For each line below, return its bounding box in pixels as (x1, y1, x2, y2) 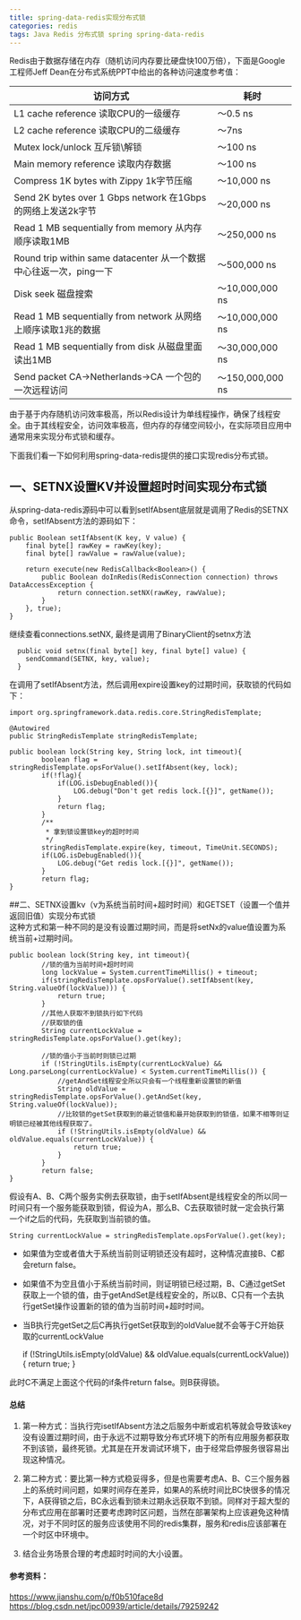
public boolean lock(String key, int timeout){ (9, 951, 191, 960)
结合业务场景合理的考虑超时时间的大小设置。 (21, 1548, 188, 1559)
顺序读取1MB (13, 235, 70, 247)
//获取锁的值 (41, 1019, 83, 1028)
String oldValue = (56, 1085, 126, 1094)
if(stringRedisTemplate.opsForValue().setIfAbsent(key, (41, 976, 254, 986)
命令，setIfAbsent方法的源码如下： (9, 516, 139, 527)
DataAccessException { (9, 581, 94, 590)
